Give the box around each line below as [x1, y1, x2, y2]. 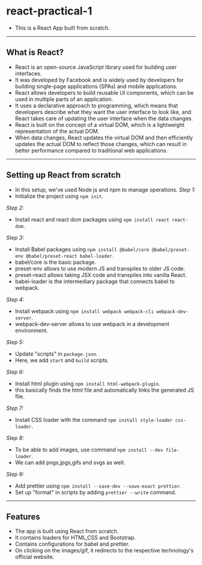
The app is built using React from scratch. [14, 528, 119, 535]
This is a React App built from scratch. [14, 24, 110, 31]
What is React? [6, 47, 64, 58]
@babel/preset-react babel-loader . [26, 252, 114, 259]
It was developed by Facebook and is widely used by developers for [14, 76, 184, 83]
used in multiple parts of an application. [14, 95, 113, 103]
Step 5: [6, 338, 24, 345]
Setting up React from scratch [6, 170, 121, 180]
